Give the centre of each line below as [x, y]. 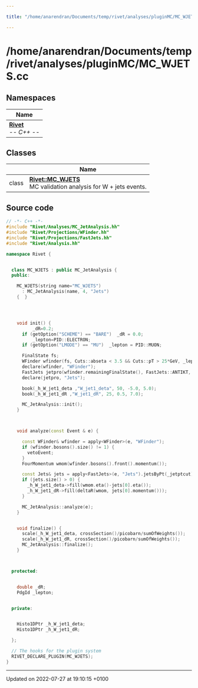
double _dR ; [31, 587]
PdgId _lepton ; [35, 592]
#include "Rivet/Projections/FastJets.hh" [59, 238]
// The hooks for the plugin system [56, 651]
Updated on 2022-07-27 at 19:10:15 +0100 [57, 679]
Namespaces [31, 98]
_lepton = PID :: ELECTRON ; [62, 340]
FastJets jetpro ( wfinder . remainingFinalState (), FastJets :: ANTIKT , [106, 372]
